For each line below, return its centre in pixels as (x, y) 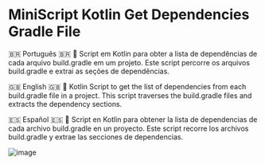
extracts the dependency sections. (65, 104)
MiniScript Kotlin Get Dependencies (129, 15)
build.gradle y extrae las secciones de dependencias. (96, 136)
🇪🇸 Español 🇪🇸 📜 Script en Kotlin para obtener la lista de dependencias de (133, 119)
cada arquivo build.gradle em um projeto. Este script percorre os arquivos (129, 62)
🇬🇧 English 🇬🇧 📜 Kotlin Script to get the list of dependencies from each (127, 86)
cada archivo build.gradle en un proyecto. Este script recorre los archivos (129, 128)
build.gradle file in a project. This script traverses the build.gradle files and (130, 95)
